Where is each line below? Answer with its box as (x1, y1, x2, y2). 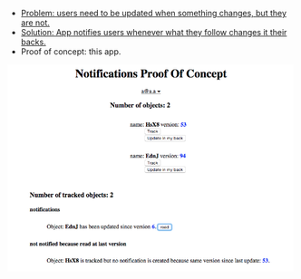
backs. (20, 36, 46, 47)
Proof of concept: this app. (20, 46, 121, 57)
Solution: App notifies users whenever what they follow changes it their (20, 27, 287, 37)
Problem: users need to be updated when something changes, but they (20, 8, 286, 18)
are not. (20, 17, 51, 28)
